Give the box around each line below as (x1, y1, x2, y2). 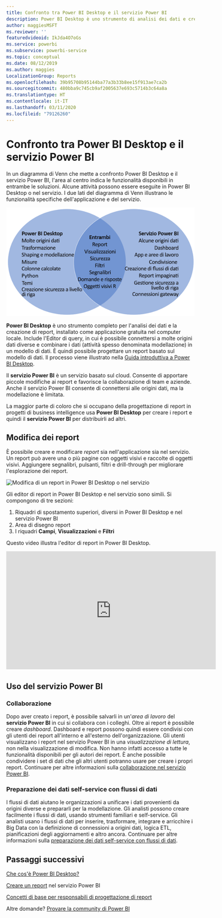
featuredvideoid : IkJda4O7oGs (6, 35, 82, 41)
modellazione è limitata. (6, 390, 65, 398)
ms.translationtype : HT (6, 92, 66, 98)
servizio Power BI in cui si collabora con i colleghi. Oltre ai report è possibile (6, 720, 194, 727)
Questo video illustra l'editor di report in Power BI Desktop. (6, 540, 151, 547)
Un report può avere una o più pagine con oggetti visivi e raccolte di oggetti (6, 455, 193, 462)
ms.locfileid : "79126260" (6, 111, 71, 117)
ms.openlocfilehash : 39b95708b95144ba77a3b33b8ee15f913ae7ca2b (6, 79, 168, 85)
